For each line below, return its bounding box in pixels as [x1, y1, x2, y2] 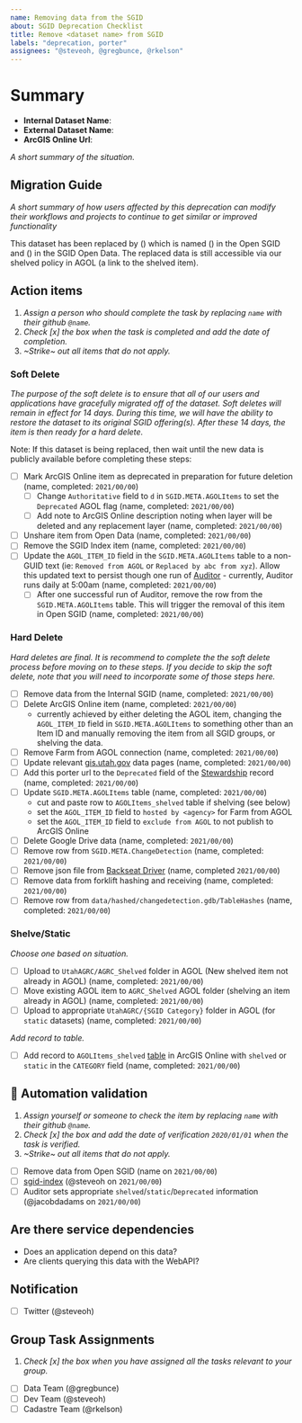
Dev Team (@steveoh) [22, 1393, 106, 1404]
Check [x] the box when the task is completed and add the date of [22, 326, 271, 337]
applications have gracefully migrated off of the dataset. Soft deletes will [10, 398, 281, 408]
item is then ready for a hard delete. [10, 426, 144, 437]
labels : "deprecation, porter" [10, 38, 128, 48]
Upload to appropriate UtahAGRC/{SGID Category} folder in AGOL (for [22, 1005, 276, 1016]
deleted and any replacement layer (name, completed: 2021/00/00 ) [36, 521, 283, 532]
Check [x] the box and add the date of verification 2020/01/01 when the [22, 1129, 289, 1140]
